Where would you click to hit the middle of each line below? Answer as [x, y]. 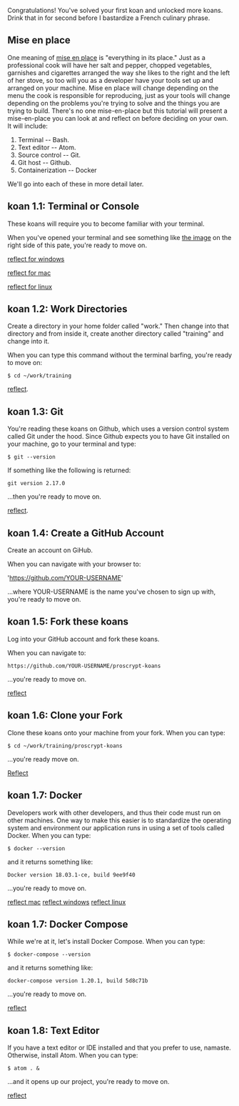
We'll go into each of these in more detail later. [76, 184]
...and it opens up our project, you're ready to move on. [88, 1082]
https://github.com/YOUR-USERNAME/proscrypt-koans [84, 666]
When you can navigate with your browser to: [74, 564]
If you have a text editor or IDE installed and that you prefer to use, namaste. [119, 1048]
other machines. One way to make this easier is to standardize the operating [119, 820]
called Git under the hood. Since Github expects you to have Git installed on [118, 437]
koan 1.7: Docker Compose [68, 924]
